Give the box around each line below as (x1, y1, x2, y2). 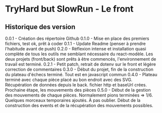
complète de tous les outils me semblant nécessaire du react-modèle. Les (5, 51, 153, 57)
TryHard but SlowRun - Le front (5, 3, 134, 15)
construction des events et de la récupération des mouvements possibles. (5, 103, 153, 108)
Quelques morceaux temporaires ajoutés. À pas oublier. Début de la (5, 97, 141, 103)
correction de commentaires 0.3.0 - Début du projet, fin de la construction (5, 66, 154, 72)
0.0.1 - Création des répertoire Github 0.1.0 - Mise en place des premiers (5, 35, 149, 41)
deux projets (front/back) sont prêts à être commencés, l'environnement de (5, 56, 157, 62)
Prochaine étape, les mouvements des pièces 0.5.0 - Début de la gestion (5, 87, 151, 93)
